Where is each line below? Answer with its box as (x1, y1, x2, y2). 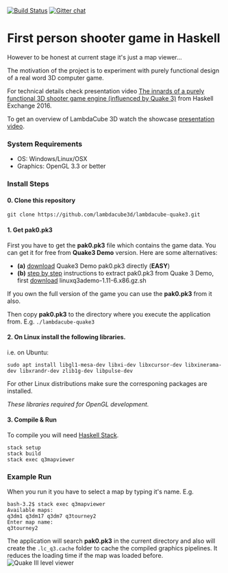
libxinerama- (184, 361, 223, 368)
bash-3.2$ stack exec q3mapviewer (7, 501, 106, 508)
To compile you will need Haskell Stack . (7, 430, 119, 439)
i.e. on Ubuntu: (7, 348, 49, 356)
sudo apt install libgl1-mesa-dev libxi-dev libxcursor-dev (7, 361, 183, 368)
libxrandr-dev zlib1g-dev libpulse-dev (19, 367, 134, 374)
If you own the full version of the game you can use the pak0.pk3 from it (7, 289, 212, 297)
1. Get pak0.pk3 (7, 225, 53, 234)
